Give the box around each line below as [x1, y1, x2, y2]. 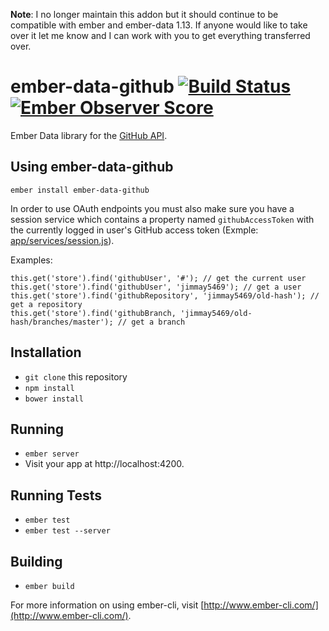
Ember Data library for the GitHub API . [10, 129, 168, 141]
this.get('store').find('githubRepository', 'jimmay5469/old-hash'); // [10, 290, 320, 301]
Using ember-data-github [10, 159, 174, 176]
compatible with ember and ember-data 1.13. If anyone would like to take [10, 19, 308, 31]
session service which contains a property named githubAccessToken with [10, 213, 315, 225]
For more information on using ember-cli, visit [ [10, 599, 205, 611]
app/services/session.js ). [10, 234, 115, 246]
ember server [24, 449, 80, 459]
